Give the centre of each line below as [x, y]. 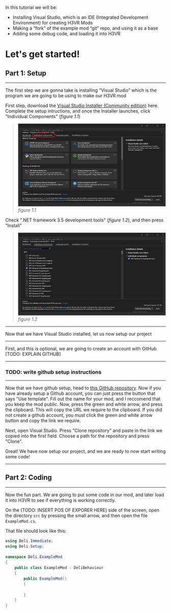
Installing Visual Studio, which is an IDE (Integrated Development [80, 17]
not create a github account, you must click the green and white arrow [79, 415]
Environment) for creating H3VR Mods [53, 23]
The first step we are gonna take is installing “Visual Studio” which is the [81, 90]
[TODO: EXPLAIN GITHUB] [33, 354]
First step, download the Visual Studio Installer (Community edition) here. [82, 105]
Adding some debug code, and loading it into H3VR [66, 34]
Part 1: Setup [26, 73]
